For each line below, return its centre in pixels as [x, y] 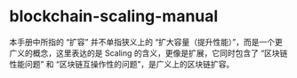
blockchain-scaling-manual [114, 16]
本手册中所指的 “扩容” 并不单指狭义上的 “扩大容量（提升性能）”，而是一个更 [146, 42]
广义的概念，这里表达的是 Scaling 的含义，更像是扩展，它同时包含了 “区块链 [148, 53]
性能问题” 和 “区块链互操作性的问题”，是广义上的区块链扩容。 [122, 64]
